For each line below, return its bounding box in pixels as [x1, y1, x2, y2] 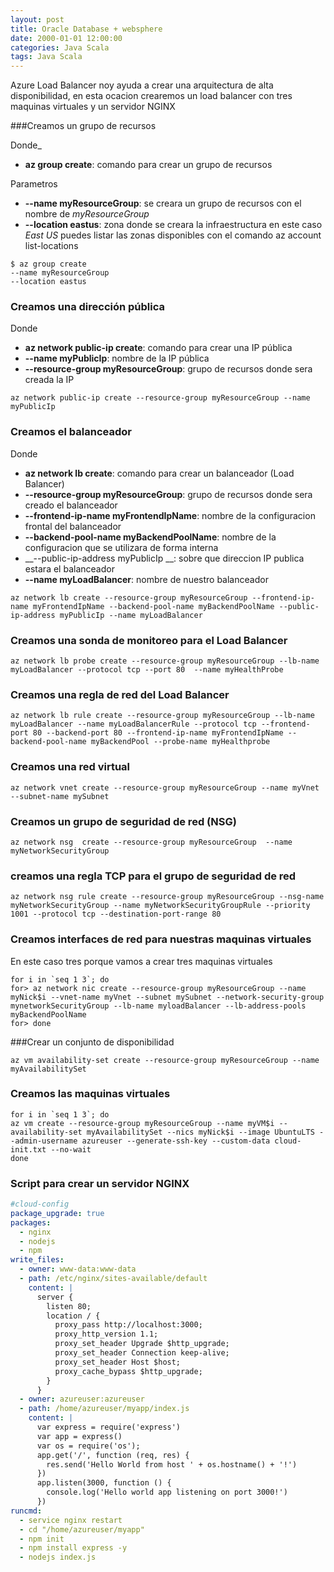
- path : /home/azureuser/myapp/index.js [19, 1404, 190, 1414]
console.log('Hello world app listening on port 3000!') [46, 1487, 288, 1498]
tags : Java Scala [10, 52, 83, 62]
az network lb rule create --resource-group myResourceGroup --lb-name [10, 711, 315, 721]
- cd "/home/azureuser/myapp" [19, 1524, 145, 1535]
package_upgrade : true [10, 1208, 105, 1218]
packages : [10, 1217, 52, 1228]
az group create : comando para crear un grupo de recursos [24, 159, 273, 171]
